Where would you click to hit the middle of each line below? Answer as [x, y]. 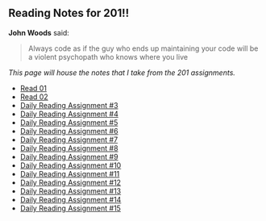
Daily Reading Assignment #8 [69, 148]
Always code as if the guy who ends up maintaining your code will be [143, 48]
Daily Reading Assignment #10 [71, 165]
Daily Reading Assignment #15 [70, 208]
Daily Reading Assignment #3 [69, 105]
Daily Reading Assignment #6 [69, 131]
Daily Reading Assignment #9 [69, 156]
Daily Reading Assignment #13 [71, 191]
